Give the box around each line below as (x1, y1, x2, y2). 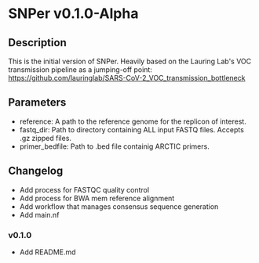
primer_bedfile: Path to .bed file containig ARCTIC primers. (19, 142, 210, 151)
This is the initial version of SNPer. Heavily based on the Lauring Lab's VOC (8, 56, 252, 66)
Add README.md (19, 247, 76, 257)
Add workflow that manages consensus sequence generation (19, 201, 219, 211)
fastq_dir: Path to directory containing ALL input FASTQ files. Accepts (19, 124, 245, 134)
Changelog (8, 164, 64, 178)
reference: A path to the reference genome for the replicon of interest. (19, 117, 247, 126)
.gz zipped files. (19, 133, 72, 142)
